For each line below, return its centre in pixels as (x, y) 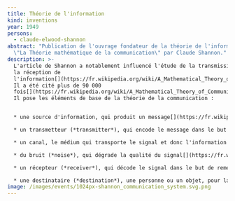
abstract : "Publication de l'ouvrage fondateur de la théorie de (104, 46)
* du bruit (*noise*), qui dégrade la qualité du (87, 155)
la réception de (37, 72)
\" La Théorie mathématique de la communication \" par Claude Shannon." (120, 53)
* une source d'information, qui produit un (79, 117)
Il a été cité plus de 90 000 (57, 85)
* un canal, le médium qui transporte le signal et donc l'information (120, 142)
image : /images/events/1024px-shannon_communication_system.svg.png (109, 187)
